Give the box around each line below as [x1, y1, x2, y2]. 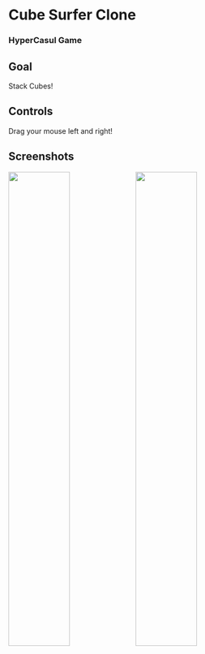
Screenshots [8, 150, 75, 164]
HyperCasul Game [8, 35, 83, 46]
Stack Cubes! [8, 81, 53, 91]
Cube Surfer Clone [8, 6, 136, 24]
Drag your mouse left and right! [8, 126, 113, 135]
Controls [8, 105, 53, 118]
